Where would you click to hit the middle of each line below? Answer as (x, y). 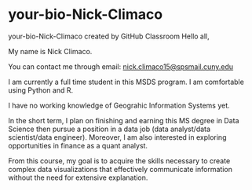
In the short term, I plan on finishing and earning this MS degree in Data (124, 120)
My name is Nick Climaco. (50, 51)
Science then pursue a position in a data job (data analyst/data (109, 129)
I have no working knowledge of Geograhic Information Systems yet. (119, 105)
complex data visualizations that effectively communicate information (121, 169)
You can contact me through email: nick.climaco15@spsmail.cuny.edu (121, 66)
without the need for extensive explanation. (78, 177)
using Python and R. (41, 90)
